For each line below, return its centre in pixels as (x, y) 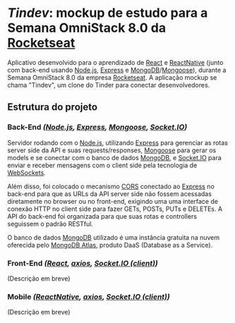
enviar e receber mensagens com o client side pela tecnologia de (102, 165)
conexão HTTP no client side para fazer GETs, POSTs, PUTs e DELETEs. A (115, 209)
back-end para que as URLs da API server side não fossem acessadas (109, 194)
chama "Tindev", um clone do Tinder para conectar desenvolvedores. (109, 85)
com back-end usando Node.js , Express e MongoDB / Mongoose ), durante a (117, 70)
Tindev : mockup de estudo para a (108, 13)
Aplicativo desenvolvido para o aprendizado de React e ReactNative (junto (115, 62)
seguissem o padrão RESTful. (50, 224)
